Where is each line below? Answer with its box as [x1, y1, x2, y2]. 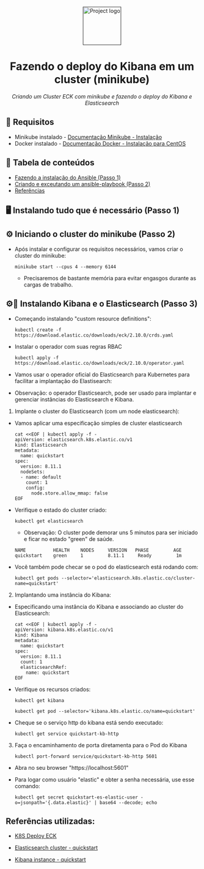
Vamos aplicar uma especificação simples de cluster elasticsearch [14, 419, 183, 427]
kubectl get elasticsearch [14, 518, 84, 524]
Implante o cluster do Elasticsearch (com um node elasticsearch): [14, 408, 180, 415]
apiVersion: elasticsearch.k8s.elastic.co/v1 [14, 436, 133, 442]
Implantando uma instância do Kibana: [14, 591, 111, 599]
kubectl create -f [14, 327, 62, 333]
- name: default [20, 474, 62, 480]
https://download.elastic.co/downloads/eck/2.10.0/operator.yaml [14, 360, 184, 366]
